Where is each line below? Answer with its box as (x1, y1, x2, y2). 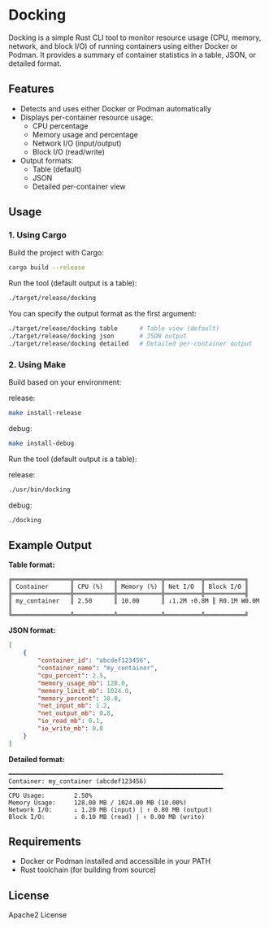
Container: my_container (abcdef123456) (8, 777, 148, 786)
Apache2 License (8, 910, 67, 920)
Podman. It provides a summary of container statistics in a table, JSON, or (8, 50, 257, 59)
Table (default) (32, 164, 82, 174)
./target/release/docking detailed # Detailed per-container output (8, 339, 253, 347)
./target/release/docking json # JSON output (8, 332, 187, 341)
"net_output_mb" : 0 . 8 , (37, 709, 115, 717)
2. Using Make (8, 359, 67, 370)
